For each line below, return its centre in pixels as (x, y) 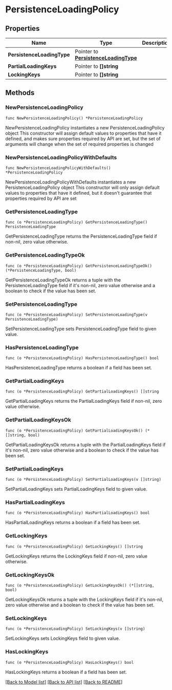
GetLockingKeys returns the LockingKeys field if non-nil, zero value (76, 556)
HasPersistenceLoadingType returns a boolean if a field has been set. (79, 368)
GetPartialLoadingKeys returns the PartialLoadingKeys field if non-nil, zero (84, 401)
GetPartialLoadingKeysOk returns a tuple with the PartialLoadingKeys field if (85, 444)
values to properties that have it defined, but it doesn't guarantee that (79, 193)
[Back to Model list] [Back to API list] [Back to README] (64, 682)
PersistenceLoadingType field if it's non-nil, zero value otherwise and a (80, 285)
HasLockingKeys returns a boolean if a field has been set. (66, 672)
